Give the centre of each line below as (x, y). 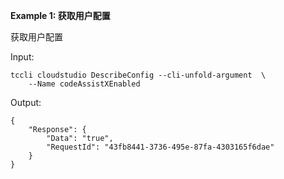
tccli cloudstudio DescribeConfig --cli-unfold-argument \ (138, 75)
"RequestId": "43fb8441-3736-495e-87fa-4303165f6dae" (160, 147)
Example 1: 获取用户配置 (60, 15)
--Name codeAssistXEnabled (84, 84)
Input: (22, 57)
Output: (26, 102)
